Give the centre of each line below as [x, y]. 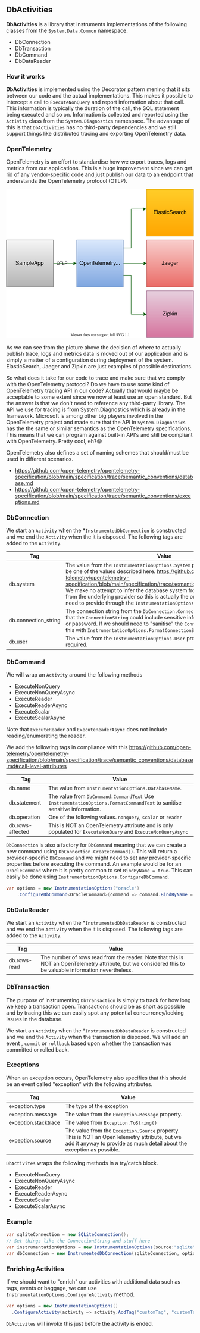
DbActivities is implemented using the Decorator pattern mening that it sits [98, 89]
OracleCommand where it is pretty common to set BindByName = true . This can [99, 870]
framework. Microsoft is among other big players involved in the [85, 415]
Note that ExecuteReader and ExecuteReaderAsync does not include [87, 729]
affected [19, 832]
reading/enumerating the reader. [46, 736]
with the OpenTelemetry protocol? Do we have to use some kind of [88, 384]
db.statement [25, 802]
